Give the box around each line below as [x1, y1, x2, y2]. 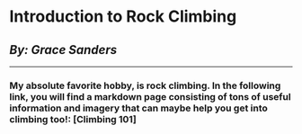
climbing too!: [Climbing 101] [9, 112, 137, 125]
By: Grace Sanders [9, 42, 118, 58]
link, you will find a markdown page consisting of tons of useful [9, 90, 291, 103]
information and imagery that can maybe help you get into [9, 102, 268, 114]
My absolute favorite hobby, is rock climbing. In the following [9, 79, 281, 92]
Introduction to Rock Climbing [9, 6, 237, 27]
